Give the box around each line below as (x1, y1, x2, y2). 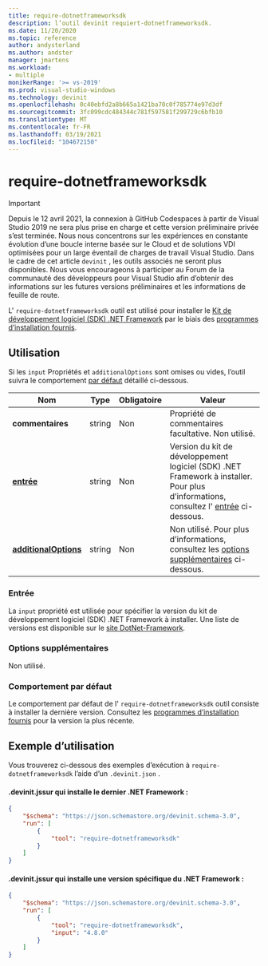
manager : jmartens (8, 57, 69, 65)
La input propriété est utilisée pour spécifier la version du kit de (8, 606, 218, 616)
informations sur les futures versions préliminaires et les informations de (8, 282, 246, 291)
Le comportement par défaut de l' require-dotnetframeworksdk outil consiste (8, 699, 259, 709)
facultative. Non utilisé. (169, 428, 255, 439)
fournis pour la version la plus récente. (8, 716, 136, 726)
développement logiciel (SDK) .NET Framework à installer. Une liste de (8, 614, 239, 624)
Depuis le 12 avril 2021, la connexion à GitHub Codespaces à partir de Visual (8, 214, 259, 224)
